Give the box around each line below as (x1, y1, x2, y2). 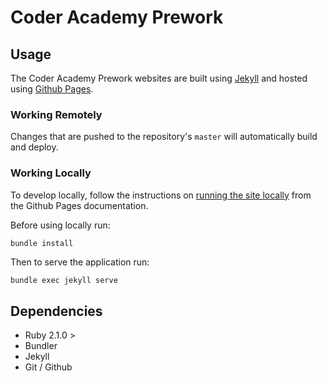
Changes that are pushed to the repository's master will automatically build (10, 131, 318, 143)
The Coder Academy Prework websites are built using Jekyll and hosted (10, 72, 308, 84)
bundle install (10, 238, 74, 248)
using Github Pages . (10, 83, 94, 95)
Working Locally (10, 166, 92, 180)
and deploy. (10, 141, 59, 153)
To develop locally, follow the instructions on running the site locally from (10, 189, 312, 201)
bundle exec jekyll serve (10, 276, 118, 286)
